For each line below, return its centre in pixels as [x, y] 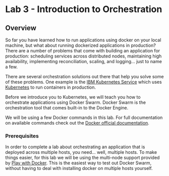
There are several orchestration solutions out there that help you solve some [84, 76]
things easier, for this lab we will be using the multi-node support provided [82, 158]
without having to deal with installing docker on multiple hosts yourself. [79, 168]
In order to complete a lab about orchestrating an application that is [75, 147]
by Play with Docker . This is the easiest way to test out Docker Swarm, [78, 163]
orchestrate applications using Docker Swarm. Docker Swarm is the [76, 102]
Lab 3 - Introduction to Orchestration [84, 9]
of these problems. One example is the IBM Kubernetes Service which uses [84, 82]
